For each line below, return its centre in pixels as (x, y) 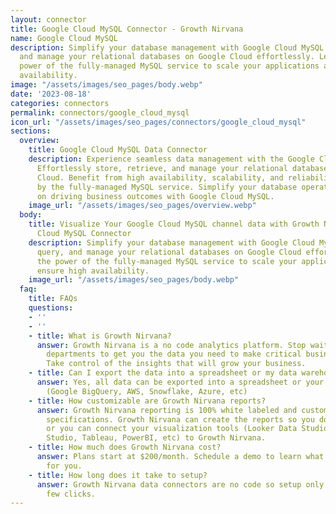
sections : (31, 131)
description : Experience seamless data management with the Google (171, 159)
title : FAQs (53, 299)
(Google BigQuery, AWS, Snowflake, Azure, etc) (147, 391)
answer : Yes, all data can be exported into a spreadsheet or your (180, 382)
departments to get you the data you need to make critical (174, 354)
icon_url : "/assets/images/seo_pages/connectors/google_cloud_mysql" (158, 122)
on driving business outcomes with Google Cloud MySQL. (155, 196)
